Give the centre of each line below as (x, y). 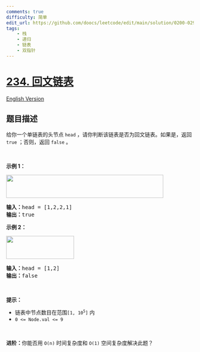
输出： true (20, 214)
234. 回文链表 (40, 82)
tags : (13, 28)
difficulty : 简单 (27, 17)
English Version (25, 98)
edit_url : (18, 23)
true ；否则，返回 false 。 (39, 142)
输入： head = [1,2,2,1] (39, 207)
